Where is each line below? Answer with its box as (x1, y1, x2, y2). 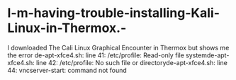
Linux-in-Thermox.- (7, 20, 127, 36)
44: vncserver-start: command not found (7, 66, 128, 74)
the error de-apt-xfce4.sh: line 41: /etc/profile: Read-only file (7, 51, 184, 59)
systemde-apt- (185, 51, 230, 59)
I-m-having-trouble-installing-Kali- (7, 5, 220, 21)
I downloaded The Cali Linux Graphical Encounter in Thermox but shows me (7, 43, 230, 52)
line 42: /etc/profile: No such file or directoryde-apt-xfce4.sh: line (36, 58, 228, 67)
